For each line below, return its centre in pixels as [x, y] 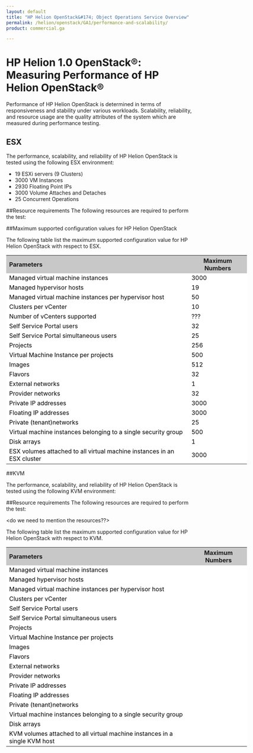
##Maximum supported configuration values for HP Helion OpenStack [92, 228]
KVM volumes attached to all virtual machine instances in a [91, 734]
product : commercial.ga [36, 28]
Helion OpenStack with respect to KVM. [55, 538]
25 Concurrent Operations [47, 199]
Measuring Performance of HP [83, 75]
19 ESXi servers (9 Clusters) [49, 174]
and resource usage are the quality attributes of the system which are [91, 117]
